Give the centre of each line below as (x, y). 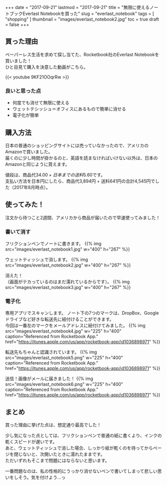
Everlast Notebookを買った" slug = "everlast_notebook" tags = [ (88, 13)
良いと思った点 (23, 90)
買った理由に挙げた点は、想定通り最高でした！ (53, 425)
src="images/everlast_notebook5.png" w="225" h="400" (64, 358)
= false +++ (17, 24)
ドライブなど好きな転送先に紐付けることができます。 (60, 319)
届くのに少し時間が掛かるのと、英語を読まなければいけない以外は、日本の (82, 158)
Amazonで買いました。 (29, 151)
